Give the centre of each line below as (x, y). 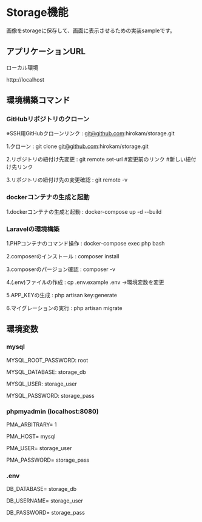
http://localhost (25, 79)
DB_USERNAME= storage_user (45, 501)
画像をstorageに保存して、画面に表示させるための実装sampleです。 (91, 30)
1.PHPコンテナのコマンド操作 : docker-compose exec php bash (86, 244)
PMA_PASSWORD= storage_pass (48, 460)
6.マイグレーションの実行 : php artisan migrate (64, 308)
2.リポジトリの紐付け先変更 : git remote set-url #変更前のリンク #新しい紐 (99, 160)
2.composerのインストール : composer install (63, 256)
